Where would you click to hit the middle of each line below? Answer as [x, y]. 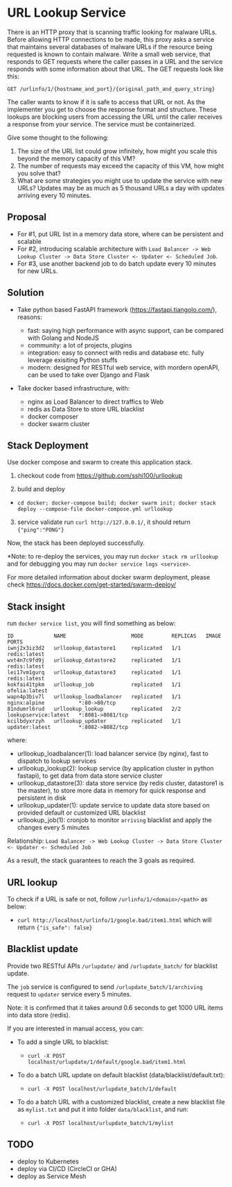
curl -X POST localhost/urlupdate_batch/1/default [102, 1089]
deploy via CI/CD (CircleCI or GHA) [67, 1168]
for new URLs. [37, 271]
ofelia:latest [28, 691]
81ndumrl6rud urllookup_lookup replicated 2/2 [94, 709]
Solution [26, 293]
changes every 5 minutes [53, 828]
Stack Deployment [48, 445]
